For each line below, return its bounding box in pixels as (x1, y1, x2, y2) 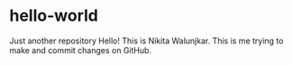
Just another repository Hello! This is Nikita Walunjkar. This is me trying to (9, 35, 284, 46)
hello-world (9, 5, 99, 26)
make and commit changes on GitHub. (9, 44, 151, 55)
